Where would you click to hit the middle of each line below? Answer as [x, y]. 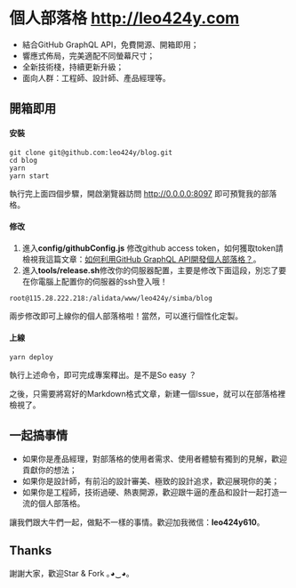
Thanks [31, 551]
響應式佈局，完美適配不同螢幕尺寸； [88, 55]
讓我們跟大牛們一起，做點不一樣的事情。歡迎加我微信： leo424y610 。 [137, 522]
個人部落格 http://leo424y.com [124, 18]
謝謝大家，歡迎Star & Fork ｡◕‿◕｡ [70, 573]
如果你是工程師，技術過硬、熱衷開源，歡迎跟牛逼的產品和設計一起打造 [151, 492]
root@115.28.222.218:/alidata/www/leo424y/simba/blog [111, 298]
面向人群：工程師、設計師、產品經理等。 [96, 77]
